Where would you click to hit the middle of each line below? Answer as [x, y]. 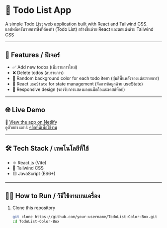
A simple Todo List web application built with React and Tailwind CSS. [77, 24]
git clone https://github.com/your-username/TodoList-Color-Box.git [85, 217]
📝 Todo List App [38, 10]
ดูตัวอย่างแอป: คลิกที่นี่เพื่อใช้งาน [31, 127]
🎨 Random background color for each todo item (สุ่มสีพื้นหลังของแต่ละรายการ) [86, 78]
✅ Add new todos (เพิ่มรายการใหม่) [45, 67]
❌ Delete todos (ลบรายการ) [38, 73]
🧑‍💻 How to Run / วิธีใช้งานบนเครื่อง [53, 196]
